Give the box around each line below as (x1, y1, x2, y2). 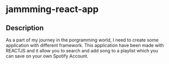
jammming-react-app (6, 4, 99, 15)
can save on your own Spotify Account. (6, 53, 89, 59)
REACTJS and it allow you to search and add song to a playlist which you (6, 48, 158, 53)
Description (6, 24, 44, 32)
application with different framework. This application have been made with (6, 42, 164, 48)
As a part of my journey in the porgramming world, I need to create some (6, 37, 159, 43)
